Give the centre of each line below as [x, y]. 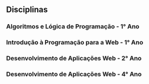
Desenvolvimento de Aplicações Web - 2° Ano [74, 59]
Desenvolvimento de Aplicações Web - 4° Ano [74, 75]
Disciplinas [27, 10]
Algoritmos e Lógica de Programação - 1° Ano [73, 27]
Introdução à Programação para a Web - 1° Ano [75, 43]
